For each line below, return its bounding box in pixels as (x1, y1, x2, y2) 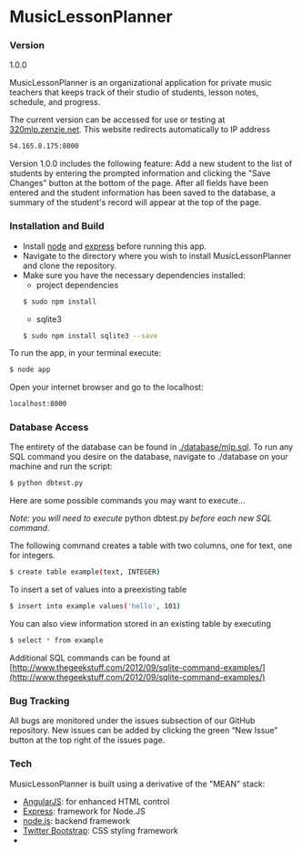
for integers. (9, 550, 56, 561)
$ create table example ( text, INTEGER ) (9, 567, 161, 577)
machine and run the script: (9, 461, 113, 472)
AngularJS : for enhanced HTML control (22, 795, 170, 806)
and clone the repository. (22, 260, 117, 271)
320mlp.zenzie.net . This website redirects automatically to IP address (9, 124, 271, 135)
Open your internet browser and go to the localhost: (9, 381, 204, 393)
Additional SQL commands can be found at (9, 652, 171, 663)
